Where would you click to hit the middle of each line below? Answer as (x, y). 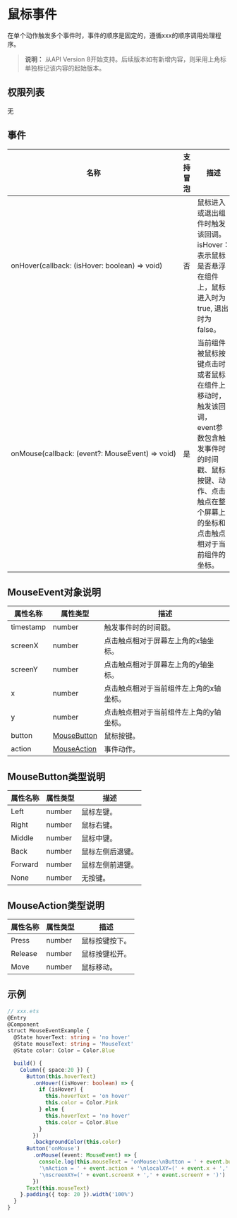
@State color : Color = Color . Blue (64, 1051)
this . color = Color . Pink (81, 1103)
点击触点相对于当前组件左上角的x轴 (163, 688)
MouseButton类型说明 (56, 776)
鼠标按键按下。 (107, 941)
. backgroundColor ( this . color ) (77, 1142)
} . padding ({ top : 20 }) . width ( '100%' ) (77, 1195)
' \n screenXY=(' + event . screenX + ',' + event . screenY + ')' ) (132, 1175)
